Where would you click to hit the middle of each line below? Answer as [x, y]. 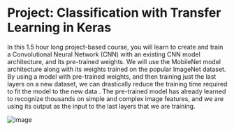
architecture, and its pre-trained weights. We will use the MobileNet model [114, 61]
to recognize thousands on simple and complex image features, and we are [116, 98]
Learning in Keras [59, 28]
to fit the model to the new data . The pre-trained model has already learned [117, 91]
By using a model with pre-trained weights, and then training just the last [112, 76]
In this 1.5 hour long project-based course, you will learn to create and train [115, 47]
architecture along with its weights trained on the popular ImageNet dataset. [117, 69]
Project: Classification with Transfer [114, 13]
